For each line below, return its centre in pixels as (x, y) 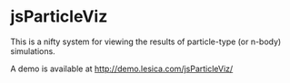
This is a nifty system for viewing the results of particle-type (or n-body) (146, 41)
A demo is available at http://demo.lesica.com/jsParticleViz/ (122, 69)
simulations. (33, 51)
